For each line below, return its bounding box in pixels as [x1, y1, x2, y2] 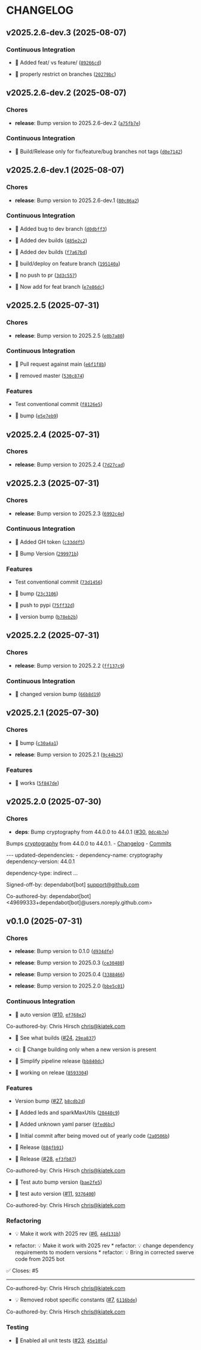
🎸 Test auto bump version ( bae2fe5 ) [14, 1178, 103, 1186]
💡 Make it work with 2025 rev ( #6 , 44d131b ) [14, 1230, 121, 1238]
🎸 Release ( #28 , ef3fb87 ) [14, 1155, 77, 1163]
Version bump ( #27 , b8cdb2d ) [14, 1098, 86, 1105]
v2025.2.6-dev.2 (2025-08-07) [6, 88, 127, 98]
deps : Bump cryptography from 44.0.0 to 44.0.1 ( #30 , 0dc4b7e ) [14, 828, 169, 835]
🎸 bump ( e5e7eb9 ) [14, 412, 59, 419]
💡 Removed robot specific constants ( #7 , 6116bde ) [14, 1296, 138, 1303]
